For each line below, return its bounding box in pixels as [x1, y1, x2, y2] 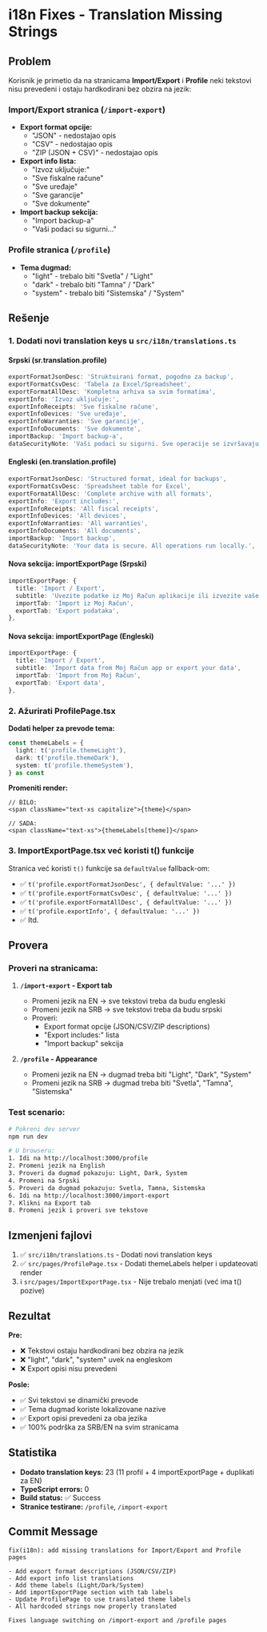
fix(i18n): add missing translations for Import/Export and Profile [8, 1546, 241, 1554]
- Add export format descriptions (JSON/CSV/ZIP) [8, 1567, 177, 1575]
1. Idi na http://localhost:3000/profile [8, 1154, 149, 1162]
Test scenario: [8, 1107, 66, 1118]
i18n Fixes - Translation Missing [8, 6, 223, 24]
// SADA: [8, 820, 38, 828]
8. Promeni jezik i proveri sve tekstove [8, 1206, 149, 1214]
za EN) [19, 1475, 42, 1486]
